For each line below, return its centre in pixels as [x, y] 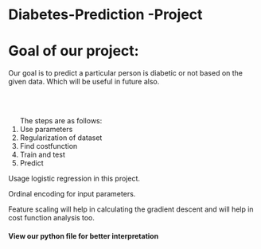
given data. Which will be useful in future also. [84, 82]
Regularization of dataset [61, 138]
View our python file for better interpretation [84, 235]
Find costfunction [49, 146]
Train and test [42, 155]
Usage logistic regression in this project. [74, 179]
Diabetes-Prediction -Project [105, 15]
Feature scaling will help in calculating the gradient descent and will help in [131, 209]
